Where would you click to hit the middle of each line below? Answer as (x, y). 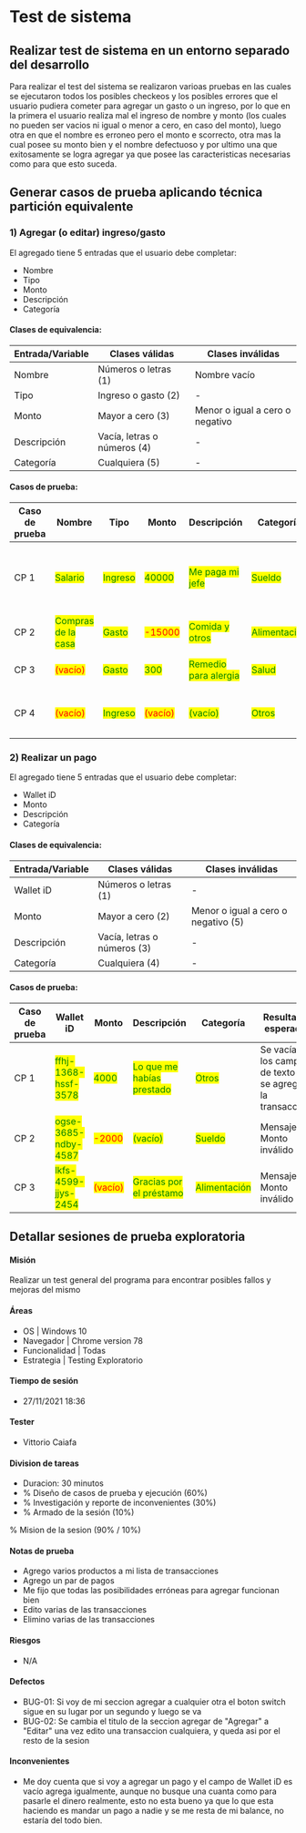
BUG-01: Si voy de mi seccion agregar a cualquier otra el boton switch (154, 1702)
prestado (152, 1089)
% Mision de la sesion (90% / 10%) (75, 1530)
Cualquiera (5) (129, 462)
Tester (22, 1422)
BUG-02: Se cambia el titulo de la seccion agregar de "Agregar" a (146, 1721)
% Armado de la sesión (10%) (78, 1512)
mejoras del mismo (45, 1290)
